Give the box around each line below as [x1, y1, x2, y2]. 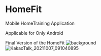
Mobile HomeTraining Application [5, 20, 75, 26]
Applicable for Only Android [5, 30, 63, 36]
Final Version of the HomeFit [5, 39, 65, 46]
